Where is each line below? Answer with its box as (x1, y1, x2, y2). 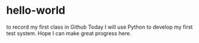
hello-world (6, 4, 66, 17)
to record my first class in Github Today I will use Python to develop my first (6, 23, 193, 30)
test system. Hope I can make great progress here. (6, 29, 132, 36)
